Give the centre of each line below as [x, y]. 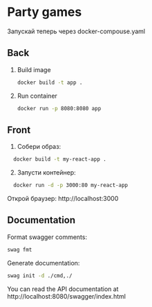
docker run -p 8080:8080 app [59, 108]
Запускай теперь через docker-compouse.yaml [76, 31]
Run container [37, 96]
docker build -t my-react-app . [60, 159]
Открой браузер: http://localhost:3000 [63, 199]
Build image [34, 69]
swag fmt [20, 249]
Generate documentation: [44, 263]
